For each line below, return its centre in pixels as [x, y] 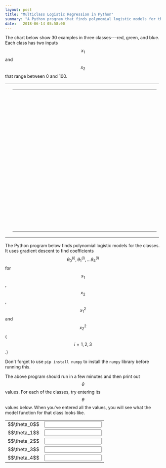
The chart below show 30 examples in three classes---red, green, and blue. [82, 38]
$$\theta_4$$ [23, 458]
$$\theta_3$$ [23, 450]
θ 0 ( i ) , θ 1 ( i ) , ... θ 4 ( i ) [83, 260]
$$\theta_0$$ [23, 424]
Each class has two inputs [32, 43]
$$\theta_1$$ [23, 433]
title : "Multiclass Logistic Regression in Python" [59, 14]
